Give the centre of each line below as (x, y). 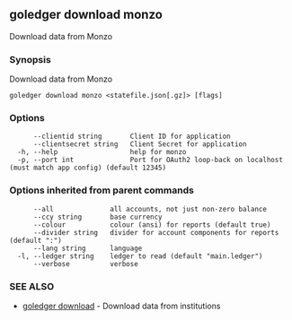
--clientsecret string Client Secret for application (140, 144)
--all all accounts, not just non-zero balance (150, 209)
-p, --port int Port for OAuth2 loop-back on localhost (150, 160)
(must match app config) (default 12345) (88, 168)
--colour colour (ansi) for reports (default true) (152, 225)
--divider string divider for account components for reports (156, 232)
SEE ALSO (32, 286)
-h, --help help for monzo (102, 152)
